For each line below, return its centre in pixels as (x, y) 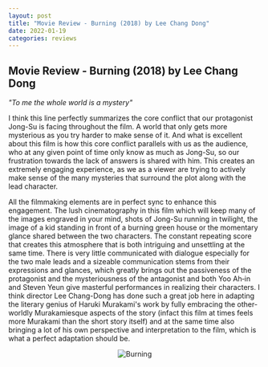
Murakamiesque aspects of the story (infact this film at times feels (144, 313)
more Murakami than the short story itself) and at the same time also (122, 321)
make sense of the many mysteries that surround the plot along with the (127, 178)
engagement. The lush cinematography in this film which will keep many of (132, 210)
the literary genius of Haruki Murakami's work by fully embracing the (122, 304)
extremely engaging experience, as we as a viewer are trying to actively (127, 169)
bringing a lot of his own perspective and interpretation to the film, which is (132, 330)
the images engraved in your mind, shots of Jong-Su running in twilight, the (133, 219)
